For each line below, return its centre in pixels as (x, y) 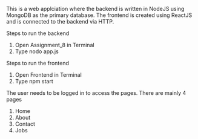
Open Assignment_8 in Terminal (55, 45)
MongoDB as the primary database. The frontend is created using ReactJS (99, 15)
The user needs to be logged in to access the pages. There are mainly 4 (96, 93)
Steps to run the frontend (38, 63)
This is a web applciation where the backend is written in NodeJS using (95, 9)
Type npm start (34, 81)
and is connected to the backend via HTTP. (60, 21)
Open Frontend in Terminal (48, 75)
